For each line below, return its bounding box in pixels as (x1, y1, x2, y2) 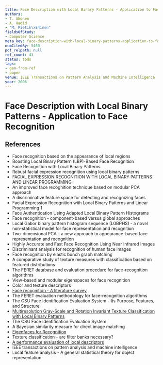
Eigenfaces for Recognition (12, 329, 66, 334)
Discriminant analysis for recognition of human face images (12, 246, 131, 252)
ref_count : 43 (5, 52, 34, 57)
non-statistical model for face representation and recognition (12, 226, 134, 231)
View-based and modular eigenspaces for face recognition (12, 277, 130, 283)
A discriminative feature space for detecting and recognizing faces (12, 194, 146, 200)
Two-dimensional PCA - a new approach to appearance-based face (12, 230, 148, 236)
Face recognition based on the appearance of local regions (12, 153, 130, 159)
